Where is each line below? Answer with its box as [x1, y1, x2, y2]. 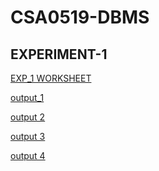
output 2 [10, 111, 46, 123]
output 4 [10, 150, 46, 161]
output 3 [10, 131, 46, 142]
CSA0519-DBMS [10, 6, 150, 29]
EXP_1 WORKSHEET [10, 72, 92, 84]
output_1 [10, 92, 45, 103]
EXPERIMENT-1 [10, 46, 108, 63]
